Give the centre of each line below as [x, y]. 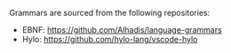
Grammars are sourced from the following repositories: [110, 13]
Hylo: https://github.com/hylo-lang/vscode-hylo [110, 39]
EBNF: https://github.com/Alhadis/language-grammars [122, 30]
